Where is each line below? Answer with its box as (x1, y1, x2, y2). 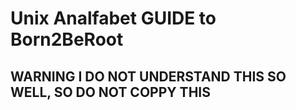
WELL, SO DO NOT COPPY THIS (10, 83, 211, 101)
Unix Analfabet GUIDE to (10, 7, 217, 30)
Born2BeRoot (10, 28, 124, 51)
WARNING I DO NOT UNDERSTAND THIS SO (10, 68, 287, 85)
